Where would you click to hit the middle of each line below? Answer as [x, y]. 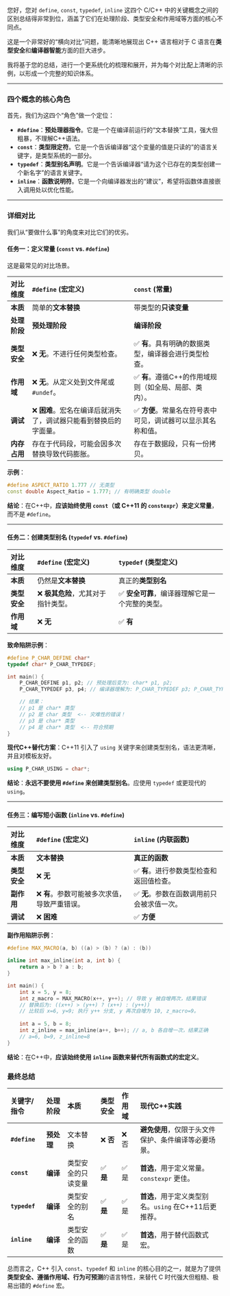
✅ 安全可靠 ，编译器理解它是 [164, 593]
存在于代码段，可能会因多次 [77, 444]
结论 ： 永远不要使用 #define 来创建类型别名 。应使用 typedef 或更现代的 [107, 783]
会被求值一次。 [158, 904]
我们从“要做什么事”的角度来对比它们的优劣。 [70, 232]
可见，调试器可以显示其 [172, 420]
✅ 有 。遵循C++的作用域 [172, 377]
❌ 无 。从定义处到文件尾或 [73, 382]
